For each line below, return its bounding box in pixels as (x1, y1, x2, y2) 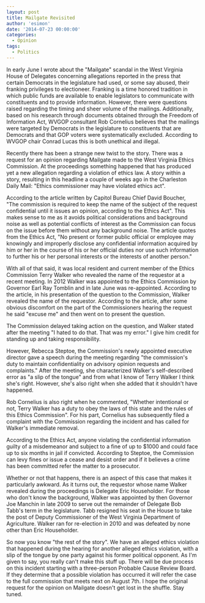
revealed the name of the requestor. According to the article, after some (6, 297, 188, 305)
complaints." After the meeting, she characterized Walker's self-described (6, 367, 193, 374)
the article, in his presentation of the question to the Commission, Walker (6, 290, 190, 298)
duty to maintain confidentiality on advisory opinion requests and (6, 360, 170, 367)
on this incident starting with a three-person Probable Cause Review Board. (6, 564, 197, 572)
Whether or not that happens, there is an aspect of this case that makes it (6, 474, 192, 481)
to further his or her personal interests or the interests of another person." (6, 252, 193, 260)
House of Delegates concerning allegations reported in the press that (6, 72, 181, 80)
